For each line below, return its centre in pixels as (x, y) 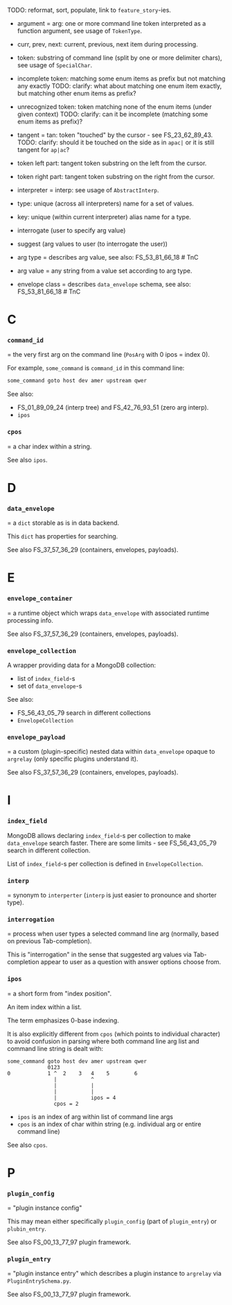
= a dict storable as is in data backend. (63, 523)
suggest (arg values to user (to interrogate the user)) (92, 244)
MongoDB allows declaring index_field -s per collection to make (99, 835)
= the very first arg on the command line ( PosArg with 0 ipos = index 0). (108, 355)
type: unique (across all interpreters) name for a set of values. (105, 203)
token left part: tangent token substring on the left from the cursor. (112, 163)
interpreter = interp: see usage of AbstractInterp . (88, 190)
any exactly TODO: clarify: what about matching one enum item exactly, (119, 86)
